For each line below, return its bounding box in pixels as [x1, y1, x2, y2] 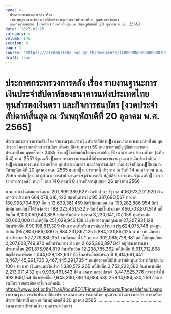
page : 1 [5, 45, 22, 50]
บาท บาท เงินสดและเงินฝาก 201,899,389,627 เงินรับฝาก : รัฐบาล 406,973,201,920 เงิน [5, 189, 163, 195]
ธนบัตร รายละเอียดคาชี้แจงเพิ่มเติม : [5, 280, 64, 286]
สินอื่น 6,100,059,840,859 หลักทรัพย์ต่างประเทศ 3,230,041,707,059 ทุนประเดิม [5, 212, 151, 218]
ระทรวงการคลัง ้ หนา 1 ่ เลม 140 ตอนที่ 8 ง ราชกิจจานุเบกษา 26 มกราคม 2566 [5, 178, 140, 185]
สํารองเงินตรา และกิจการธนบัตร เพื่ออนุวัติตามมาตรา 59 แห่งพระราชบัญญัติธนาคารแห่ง [5, 144, 149, 150]
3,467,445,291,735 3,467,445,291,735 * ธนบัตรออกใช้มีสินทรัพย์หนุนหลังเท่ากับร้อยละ [5, 257, 164, 264]
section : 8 [5, 41, 28, 46]
